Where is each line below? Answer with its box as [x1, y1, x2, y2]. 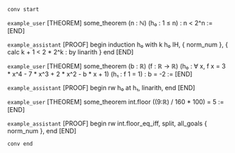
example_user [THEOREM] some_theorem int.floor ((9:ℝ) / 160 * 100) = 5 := [7, 98, 224, 106]
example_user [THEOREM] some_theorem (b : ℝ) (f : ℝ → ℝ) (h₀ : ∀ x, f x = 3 [7, 62, 226, 70]
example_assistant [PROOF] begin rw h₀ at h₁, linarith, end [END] [7, 84, 195, 92]
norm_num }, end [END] [7, 127, 77, 135]
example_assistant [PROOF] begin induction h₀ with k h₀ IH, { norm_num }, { [7, 40, 228, 49]
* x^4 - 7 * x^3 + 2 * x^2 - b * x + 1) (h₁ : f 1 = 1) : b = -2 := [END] [7, 70, 193, 78]
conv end [7, 140, 33, 147]
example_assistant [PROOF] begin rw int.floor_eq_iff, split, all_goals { [7, 119, 207, 128]
